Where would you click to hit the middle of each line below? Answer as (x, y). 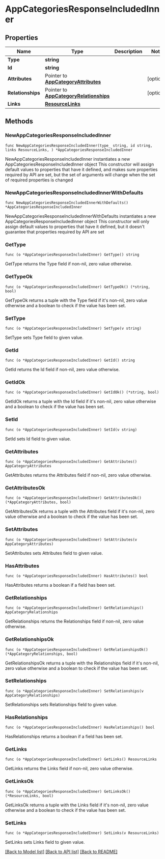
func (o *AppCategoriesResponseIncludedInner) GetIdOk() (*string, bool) (82, 392)
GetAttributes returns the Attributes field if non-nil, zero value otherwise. (78, 475)
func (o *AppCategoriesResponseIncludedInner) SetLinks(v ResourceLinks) (82, 833)
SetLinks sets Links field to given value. (45, 842)
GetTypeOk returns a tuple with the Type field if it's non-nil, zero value (76, 300)
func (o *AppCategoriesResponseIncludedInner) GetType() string (72, 255)
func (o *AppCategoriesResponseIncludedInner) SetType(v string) (73, 328)
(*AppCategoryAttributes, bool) (38, 502)
